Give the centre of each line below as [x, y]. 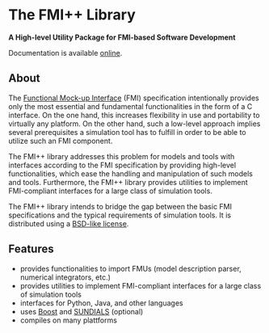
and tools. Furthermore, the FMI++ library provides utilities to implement [128, 182]
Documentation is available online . [65, 53]
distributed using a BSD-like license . [69, 223]
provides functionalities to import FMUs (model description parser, [131, 268]
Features [31, 249]
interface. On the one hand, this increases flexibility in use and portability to [134, 115]
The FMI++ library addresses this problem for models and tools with [122, 156]
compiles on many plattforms [68, 320]
